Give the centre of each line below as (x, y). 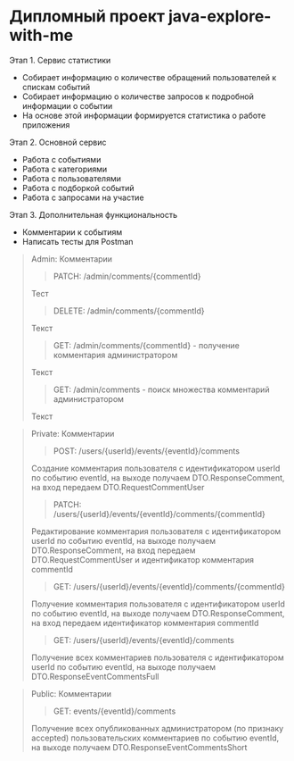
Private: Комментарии (73, 433)
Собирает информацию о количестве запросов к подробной (138, 96)
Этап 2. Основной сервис (58, 142)
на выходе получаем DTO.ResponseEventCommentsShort (139, 747)
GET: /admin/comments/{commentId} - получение (147, 345)
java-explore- (220, 17)
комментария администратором (115, 355)
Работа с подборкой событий (78, 188)
